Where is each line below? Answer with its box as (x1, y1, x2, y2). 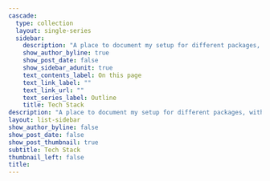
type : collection (15, 19, 74, 27)
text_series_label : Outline (22, 94, 117, 102)
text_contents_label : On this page (22, 71, 142, 79)
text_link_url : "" (22, 86, 84, 95)
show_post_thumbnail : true (8, 138, 99, 147)
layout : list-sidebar (8, 116, 81, 124)
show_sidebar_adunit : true (22, 64, 113, 72)
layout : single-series (15, 26, 92, 34)
